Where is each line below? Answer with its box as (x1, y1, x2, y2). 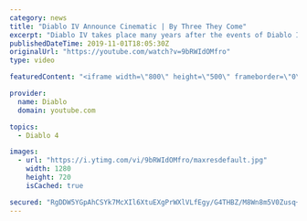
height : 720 (26, 173, 71, 182)
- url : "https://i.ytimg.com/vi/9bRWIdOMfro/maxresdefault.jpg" (17, 156, 268, 165)
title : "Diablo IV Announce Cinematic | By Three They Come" (9, 22, 248, 31)
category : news (9, 13, 68, 23)
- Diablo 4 (17, 131, 59, 140)
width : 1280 (26, 164, 71, 174)
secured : (9, 197, 43, 206)
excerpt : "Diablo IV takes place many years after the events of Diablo (9, 30, 292, 39)
